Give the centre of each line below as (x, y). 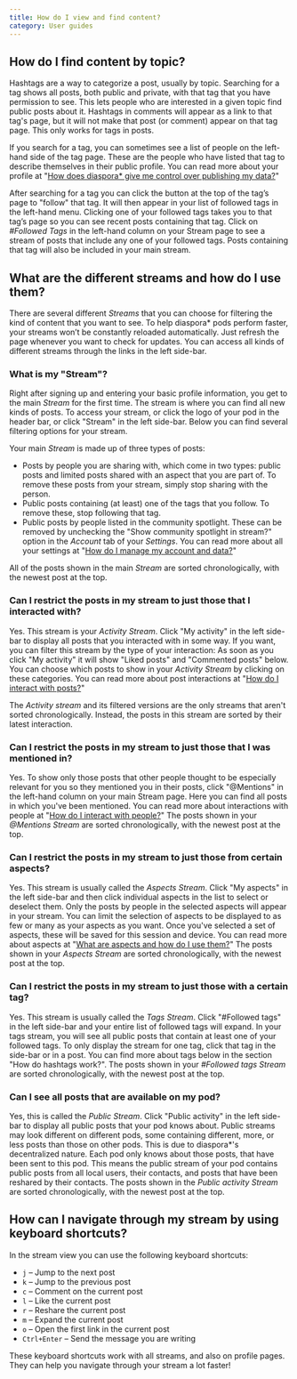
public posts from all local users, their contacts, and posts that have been (144, 1173)
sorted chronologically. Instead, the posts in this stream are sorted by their (145, 714)
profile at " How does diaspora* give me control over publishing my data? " (144, 176)
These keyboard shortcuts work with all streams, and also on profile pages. (147, 1355)
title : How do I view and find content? (85, 17)
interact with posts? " (47, 688)
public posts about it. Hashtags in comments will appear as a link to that (141, 111)
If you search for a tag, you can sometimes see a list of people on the (136, 148)
